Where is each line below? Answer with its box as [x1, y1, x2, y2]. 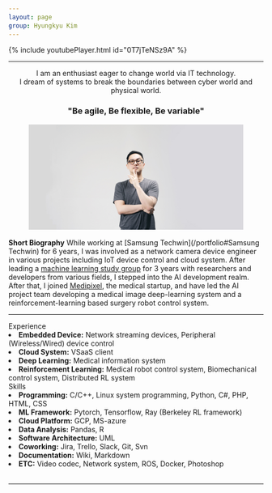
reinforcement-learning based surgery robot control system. [8, 298, 210, 308]
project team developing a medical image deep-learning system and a [8, 289, 242, 299]
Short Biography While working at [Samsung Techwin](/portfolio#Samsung [8, 237, 260, 247]
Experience [8, 321, 47, 331]
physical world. [110, 85, 162, 95]
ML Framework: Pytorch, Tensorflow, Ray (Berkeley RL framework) [19, 407, 243, 417]
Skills [8, 381, 27, 391]
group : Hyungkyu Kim [8, 21, 79, 30]
